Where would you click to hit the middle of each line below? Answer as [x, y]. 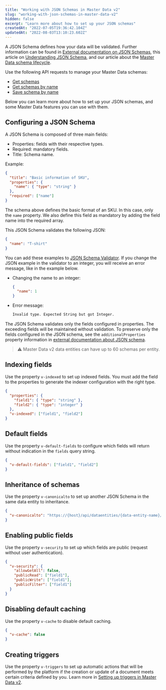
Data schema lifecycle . [28, 62]
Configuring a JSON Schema [50, 122]
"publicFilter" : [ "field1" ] [43, 585]
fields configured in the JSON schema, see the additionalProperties [75, 334]
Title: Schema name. [33, 154]
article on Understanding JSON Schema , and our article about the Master [80, 57]
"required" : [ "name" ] [32, 196]
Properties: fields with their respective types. [58, 144]
